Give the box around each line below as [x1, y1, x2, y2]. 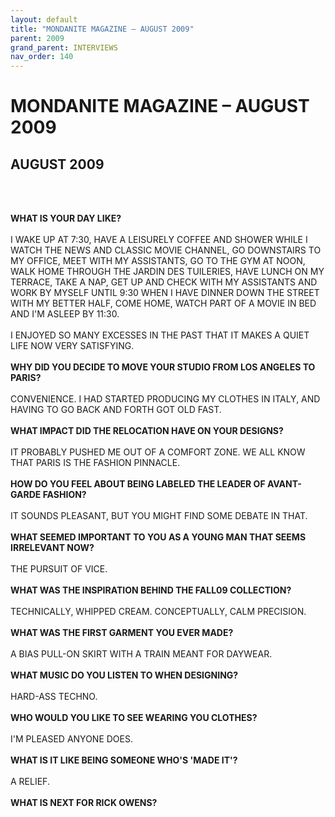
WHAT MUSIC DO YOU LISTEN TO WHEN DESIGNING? [10, 669, 239, 681]
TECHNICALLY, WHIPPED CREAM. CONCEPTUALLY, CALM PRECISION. [10, 606, 307, 618]
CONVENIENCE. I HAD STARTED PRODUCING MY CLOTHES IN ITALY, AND [10, 393, 321, 405]
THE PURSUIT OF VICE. [10, 563, 108, 575]
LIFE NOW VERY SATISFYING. [10, 340, 135, 352]
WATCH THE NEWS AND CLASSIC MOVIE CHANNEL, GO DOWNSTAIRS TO [10, 244, 322, 256]
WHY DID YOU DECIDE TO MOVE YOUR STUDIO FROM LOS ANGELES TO [10, 361, 316, 373]
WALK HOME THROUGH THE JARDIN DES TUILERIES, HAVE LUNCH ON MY [10, 266, 325, 278]
